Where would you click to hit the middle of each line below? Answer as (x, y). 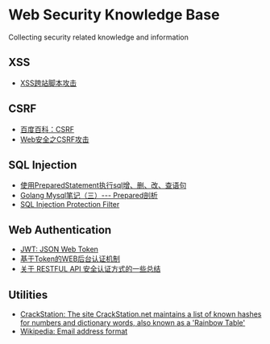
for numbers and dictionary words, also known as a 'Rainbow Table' (133, 323)
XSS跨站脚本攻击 (48, 83)
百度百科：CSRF (47, 129)
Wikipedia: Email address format (74, 331)
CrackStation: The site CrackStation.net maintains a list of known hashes (141, 314)
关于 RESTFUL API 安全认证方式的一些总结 (90, 269)
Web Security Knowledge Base (114, 15)
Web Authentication (60, 230)
